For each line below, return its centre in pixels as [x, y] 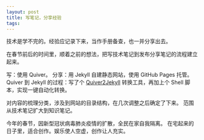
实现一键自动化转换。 [43, 90]
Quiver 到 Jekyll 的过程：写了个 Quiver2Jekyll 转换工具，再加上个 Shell [95, 82]
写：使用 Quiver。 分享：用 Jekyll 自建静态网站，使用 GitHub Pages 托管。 [100, 75]
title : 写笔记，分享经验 [34, 18]
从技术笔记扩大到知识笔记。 [41, 111]
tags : [13, 23]
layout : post [23, 12]
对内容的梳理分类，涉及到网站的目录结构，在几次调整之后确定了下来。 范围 [100, 103]
